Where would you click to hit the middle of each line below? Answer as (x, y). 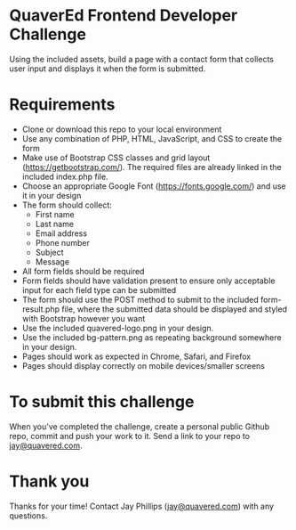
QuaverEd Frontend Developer (124, 16)
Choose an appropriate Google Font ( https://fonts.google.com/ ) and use (154, 186)
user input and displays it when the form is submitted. (108, 69)
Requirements (62, 105)
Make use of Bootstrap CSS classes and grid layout (116, 158)
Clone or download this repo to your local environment (122, 129)
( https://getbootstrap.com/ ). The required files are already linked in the (152, 167)
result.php (41, 309)
